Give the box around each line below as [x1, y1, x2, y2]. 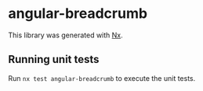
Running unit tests [8, 53, 100, 66]
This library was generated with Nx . [8, 30, 123, 40]
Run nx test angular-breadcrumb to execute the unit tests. [8, 73, 196, 82]
